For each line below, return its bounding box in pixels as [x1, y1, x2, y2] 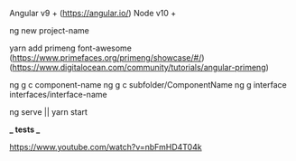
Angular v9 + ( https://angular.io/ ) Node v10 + [9, 8, 177, 18]
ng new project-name [9, 25, 90, 35]
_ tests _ [9, 124, 41, 135]
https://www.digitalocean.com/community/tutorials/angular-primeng [12, 62, 266, 72]
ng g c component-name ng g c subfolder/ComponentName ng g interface [9, 80, 287, 90]
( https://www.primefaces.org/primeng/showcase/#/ [9, 52, 202, 62]
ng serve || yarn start [9, 107, 88, 117]
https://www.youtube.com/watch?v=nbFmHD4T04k [9, 142, 202, 152]
